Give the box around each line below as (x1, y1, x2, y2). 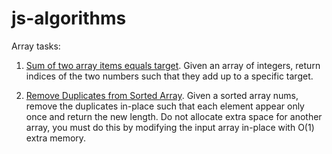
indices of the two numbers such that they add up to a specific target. (25, 70, 314, 82)
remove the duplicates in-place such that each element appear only (25, 100, 305, 112)
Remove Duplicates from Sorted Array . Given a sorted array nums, (25, 89, 299, 101)
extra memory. (25, 132, 87, 144)
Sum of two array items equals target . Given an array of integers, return (25, 59, 321, 71)
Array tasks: (11, 40, 61, 52)
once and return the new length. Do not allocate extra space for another (25, 110, 323, 122)
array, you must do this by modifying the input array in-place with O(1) (25, 121, 315, 133)
